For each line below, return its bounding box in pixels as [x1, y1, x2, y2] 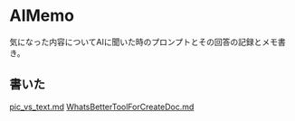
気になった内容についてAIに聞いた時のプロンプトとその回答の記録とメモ [9, 36, 279, 47]
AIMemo [9, 5, 75, 26]
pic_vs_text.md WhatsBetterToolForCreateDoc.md [9, 101, 195, 112]
